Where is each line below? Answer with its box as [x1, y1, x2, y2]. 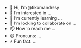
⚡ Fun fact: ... [9, 38, 37, 44]
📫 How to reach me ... [9, 26, 55, 31]
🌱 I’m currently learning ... [9, 15, 62, 21]
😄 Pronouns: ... [9, 33, 42, 39]
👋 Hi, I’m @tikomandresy [9, 5, 60, 10]
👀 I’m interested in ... [9, 10, 52, 16]
